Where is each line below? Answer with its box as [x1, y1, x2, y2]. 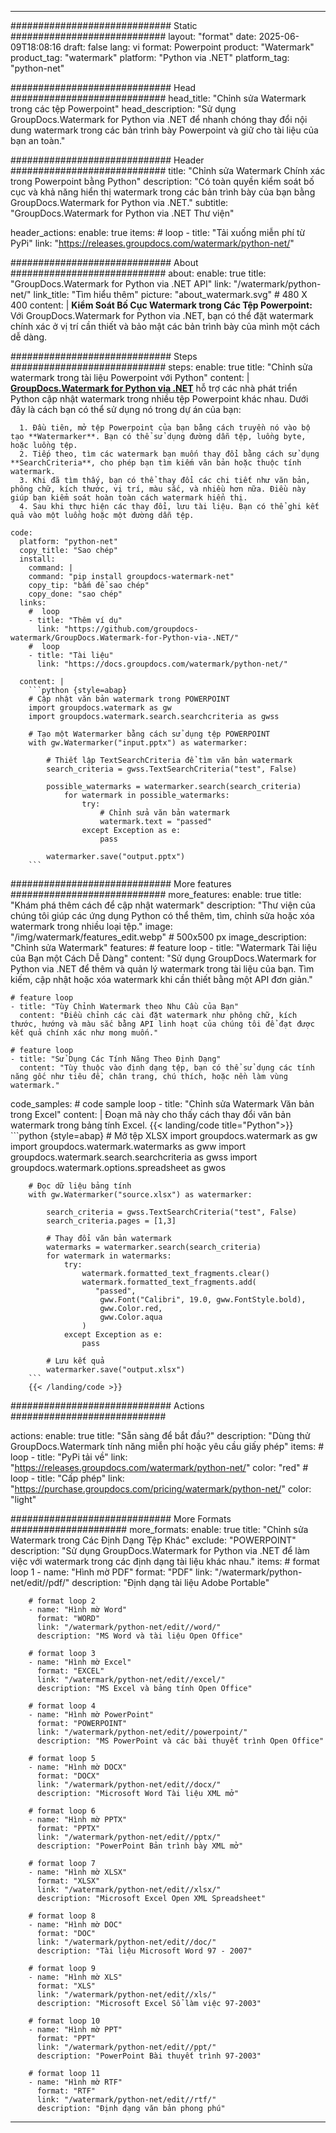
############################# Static [10, 20, 198, 31]
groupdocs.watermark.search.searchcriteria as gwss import [10, 1151, 258, 1163]
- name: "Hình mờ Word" [28, 1605, 128, 1615]
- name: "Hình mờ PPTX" [28, 1815, 128, 1825]
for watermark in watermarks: [46, 1251, 172, 1261]
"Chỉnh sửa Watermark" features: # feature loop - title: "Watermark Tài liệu [10, 942, 318, 953]
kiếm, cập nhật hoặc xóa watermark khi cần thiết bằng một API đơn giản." [10, 974, 313, 985]
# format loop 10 [28, 2016, 101, 2026]
